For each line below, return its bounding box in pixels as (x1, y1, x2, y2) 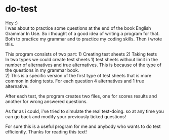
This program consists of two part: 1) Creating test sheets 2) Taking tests (5, 51, 157, 57)
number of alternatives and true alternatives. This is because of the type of (5, 62, 162, 68)
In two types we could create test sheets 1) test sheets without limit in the (5, 56, 158, 62)
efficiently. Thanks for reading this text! (5, 128, 87, 134)
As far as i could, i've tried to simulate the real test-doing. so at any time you (5, 108, 164, 114)
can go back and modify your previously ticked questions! (5, 113, 126, 119)
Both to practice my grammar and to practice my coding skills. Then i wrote (5, 36, 162, 42)
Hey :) (5, 20, 18, 26)
